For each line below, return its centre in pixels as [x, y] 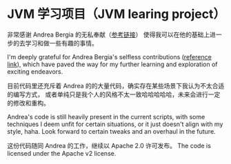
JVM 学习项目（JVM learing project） [117, 14]
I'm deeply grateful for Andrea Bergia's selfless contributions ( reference [109, 57]
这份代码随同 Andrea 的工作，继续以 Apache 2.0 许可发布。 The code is [109, 145]
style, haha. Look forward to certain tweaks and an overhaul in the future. [111, 131]
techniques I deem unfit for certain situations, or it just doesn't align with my [115, 124]
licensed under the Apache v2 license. [62, 153]
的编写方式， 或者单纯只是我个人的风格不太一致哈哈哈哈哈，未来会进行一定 [114, 94]
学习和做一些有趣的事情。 [61, 43]
